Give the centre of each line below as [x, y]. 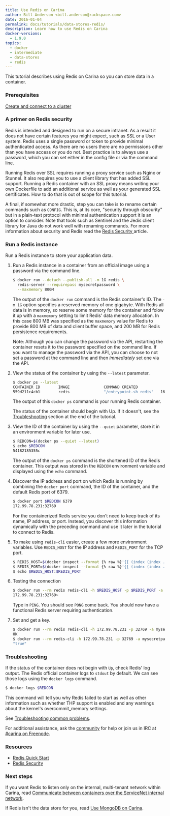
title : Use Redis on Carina [35, 10]
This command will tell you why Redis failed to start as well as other [76, 697]
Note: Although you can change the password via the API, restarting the [88, 341]
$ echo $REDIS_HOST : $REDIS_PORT [47, 571]
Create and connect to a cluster [38, 106]
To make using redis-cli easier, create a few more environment [80, 542]
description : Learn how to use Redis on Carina [57, 29]
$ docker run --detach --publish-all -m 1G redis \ [68, 280]
